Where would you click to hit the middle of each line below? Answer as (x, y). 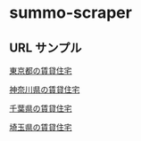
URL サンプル (46, 47)
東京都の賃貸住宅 (41, 70)
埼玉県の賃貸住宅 (41, 127)
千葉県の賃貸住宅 (41, 108)
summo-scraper (70, 13)
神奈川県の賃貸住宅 (45, 90)
